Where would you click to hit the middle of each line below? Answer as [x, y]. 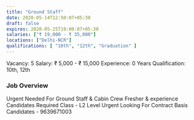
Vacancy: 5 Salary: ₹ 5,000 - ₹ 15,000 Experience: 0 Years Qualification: [96, 63]
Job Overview [27, 85]
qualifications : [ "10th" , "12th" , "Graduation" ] [72, 46]
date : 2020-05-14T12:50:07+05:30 [48, 18]
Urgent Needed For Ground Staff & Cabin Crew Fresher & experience [92, 99]
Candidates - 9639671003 [39, 112]
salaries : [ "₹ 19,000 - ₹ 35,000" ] [51, 35]
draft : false [23, 23]
